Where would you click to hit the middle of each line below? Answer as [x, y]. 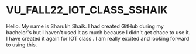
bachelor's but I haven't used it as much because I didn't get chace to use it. [98, 32]
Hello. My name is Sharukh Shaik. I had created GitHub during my [85, 26]
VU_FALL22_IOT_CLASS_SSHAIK [87, 10]
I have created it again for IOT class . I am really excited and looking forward [98, 38]
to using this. [22, 45]
